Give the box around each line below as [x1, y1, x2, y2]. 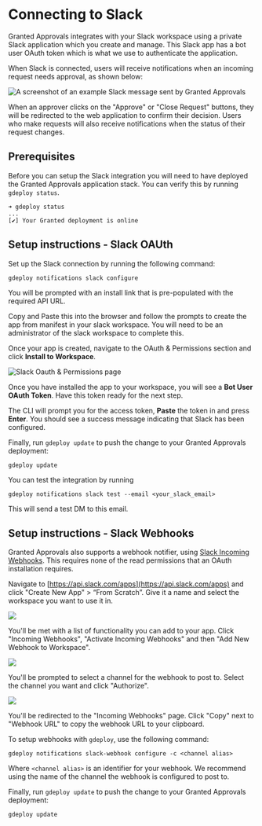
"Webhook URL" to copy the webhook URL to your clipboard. [8, 719, 205, 729]
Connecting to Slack [8, 6, 144, 24]
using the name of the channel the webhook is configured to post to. [8, 772, 230, 781]
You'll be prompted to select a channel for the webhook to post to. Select [8, 673, 245, 682]
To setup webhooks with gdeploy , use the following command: [8, 735, 209, 744]
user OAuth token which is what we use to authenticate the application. [8, 48, 238, 57]
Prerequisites [8, 150, 75, 163]
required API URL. [8, 296, 66, 306]
